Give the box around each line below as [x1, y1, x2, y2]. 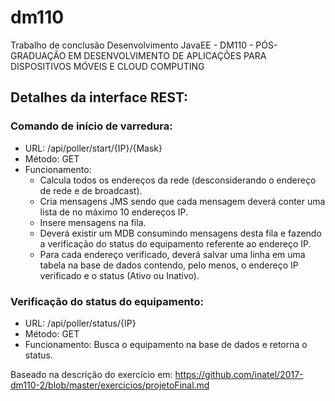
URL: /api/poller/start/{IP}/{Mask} [24, 142, 163, 154]
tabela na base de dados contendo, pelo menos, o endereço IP [39, 259, 299, 271]
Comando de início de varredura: [10, 119, 173, 133]
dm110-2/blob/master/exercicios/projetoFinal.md [10, 379, 210, 391]
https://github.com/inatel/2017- [174, 368, 304, 380]
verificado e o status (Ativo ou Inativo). [39, 269, 200, 281]
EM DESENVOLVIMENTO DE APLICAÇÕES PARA [68, 49, 267, 61]
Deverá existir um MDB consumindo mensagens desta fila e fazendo [39, 227, 322, 239]
